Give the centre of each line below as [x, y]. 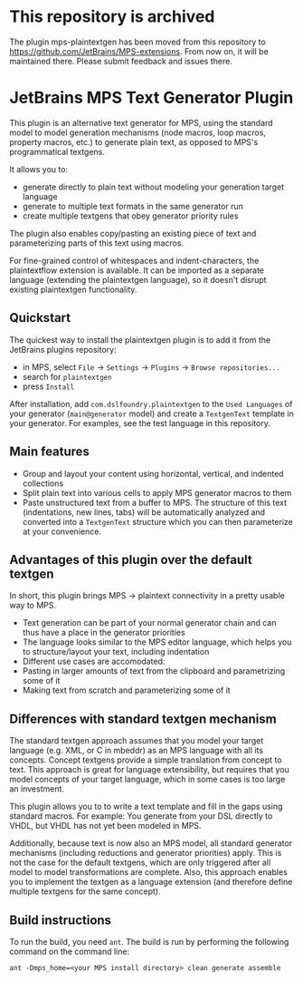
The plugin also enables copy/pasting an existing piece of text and [133, 233]
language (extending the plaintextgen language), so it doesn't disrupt [138, 279]
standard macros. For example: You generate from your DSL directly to [141, 816]
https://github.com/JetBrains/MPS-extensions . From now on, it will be [139, 51]
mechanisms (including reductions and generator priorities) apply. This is [146, 853]
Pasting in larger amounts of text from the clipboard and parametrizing [154, 671]
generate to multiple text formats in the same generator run [133, 206]
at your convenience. [62, 531]
